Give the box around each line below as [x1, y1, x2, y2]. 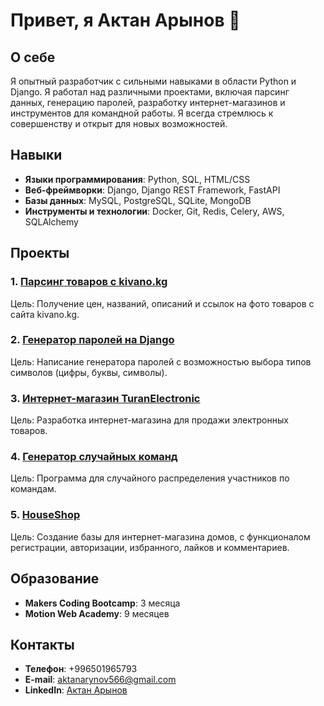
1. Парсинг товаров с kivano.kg [10, 275, 168, 289]
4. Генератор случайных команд [10, 450, 178, 464]
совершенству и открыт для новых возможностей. [10, 118, 228, 129]
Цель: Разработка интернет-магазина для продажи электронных [10, 414, 289, 426]
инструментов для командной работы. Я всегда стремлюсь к [10, 107, 274, 119]
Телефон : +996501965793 [24, 663, 138, 675]
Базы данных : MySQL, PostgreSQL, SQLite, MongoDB [24, 194, 252, 206]
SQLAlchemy [24, 215, 79, 228]
